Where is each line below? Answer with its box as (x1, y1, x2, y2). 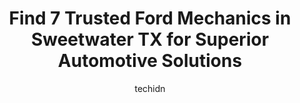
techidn (134, 82, 166, 94)
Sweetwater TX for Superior (30, 28, 270, 51)
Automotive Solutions (57, 50, 243, 72)
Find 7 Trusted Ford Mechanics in (8, 7, 292, 30)
